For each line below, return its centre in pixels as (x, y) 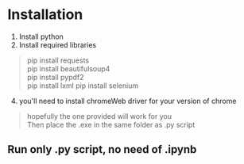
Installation (45, 15)
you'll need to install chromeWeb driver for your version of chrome (128, 101)
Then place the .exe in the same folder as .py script (111, 124)
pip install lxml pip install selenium (83, 86)
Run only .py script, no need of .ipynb (102, 149)
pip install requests (58, 60)
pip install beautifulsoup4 (68, 68)
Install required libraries (58, 44)
